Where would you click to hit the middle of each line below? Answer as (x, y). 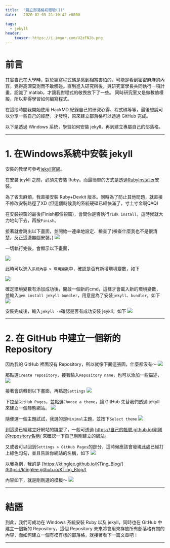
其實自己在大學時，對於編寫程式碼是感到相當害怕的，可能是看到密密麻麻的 (83, 80)
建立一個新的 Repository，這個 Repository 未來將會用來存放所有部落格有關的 (85, 528)
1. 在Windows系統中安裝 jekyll (69, 154)
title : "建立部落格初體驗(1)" (35, 10)
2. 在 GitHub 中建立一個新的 (63, 339)
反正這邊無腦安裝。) (34, 237)
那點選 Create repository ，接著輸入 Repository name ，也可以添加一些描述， (84, 375)
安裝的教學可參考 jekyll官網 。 (35, 169)
